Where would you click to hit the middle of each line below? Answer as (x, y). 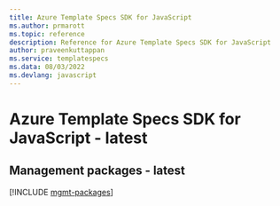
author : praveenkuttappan (57, 51)
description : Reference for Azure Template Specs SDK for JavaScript (140, 42)
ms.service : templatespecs (59, 59)
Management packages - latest (97, 171)
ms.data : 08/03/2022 (47, 67)
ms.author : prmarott (47, 26)
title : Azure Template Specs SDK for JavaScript (101, 17)
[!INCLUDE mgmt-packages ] (61, 192)
